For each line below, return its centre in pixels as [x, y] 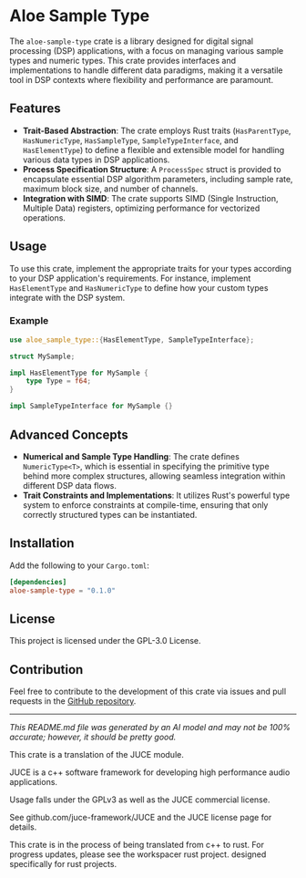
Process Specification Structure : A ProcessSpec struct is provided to [152, 169]
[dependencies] [38, 582]
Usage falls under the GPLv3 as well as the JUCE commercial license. [140, 800]
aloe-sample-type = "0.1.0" [63, 590]
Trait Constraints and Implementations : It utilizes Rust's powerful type [156, 495]
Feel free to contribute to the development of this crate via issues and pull [148, 692]
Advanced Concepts [69, 434]
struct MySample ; [42, 356]
